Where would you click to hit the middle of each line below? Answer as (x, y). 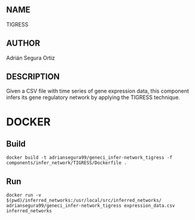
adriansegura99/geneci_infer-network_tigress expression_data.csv (91, 206)
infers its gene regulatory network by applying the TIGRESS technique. (93, 97)
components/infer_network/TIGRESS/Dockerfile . (67, 163)
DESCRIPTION (33, 77)
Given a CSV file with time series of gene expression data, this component (98, 91)
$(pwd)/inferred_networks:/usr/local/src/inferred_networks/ (84, 201)
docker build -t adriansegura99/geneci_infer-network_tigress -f (89, 158)
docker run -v (24, 195)
